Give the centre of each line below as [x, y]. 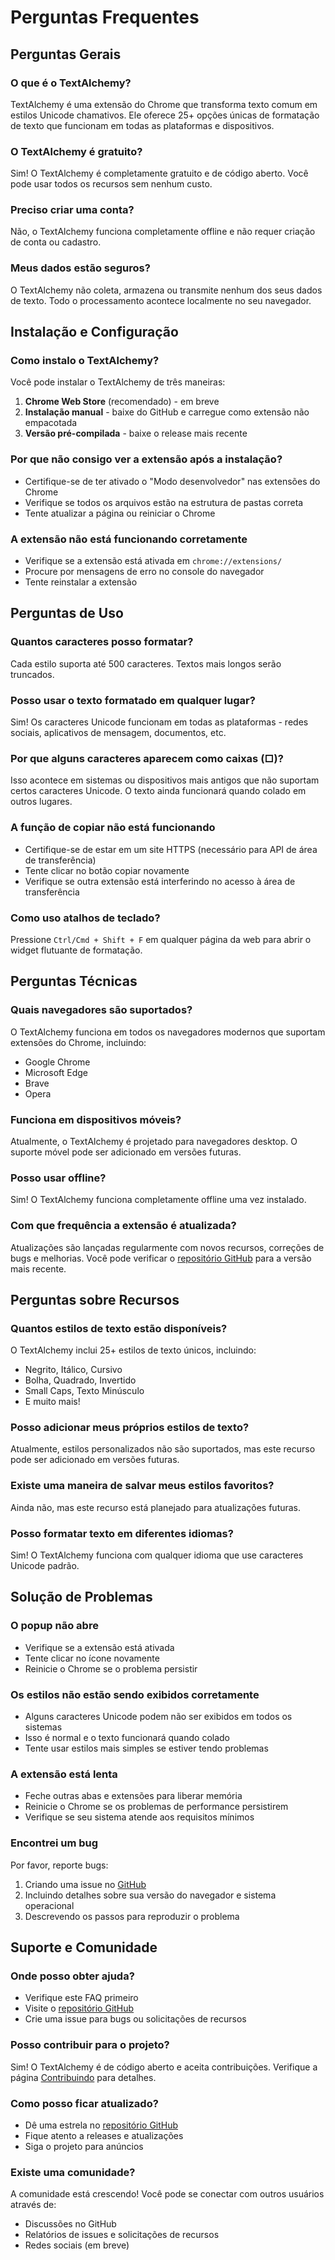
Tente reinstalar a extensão [81, 582]
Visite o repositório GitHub [79, 2008]
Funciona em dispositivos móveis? [96, 1119]
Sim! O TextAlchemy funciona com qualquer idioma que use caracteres [157, 1555]
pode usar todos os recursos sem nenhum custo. [111, 184]
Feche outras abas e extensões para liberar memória [133, 1796]
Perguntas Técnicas [74, 981]
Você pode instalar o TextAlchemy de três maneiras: [118, 382]
